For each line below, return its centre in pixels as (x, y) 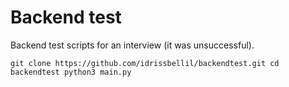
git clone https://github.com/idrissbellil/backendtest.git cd (145, 63)
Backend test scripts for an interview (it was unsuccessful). (132, 45)
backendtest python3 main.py (71, 72)
